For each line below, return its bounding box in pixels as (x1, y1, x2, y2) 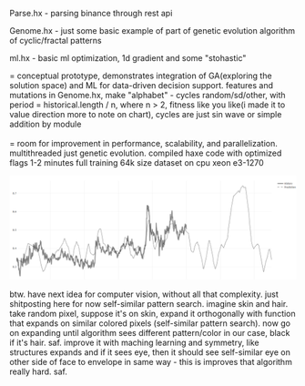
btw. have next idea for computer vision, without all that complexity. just (9, 289, 280, 300)
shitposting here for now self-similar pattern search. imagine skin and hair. (9, 299, 289, 310)
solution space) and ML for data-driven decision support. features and (9, 80, 274, 90)
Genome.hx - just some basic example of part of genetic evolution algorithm (9, 25, 296, 36)
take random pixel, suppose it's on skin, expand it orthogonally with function (9, 309, 296, 320)
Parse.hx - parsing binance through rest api (9, 8, 173, 18)
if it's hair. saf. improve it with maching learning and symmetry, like (9, 337, 259, 349)
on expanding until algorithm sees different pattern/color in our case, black (9, 328, 290, 339)
